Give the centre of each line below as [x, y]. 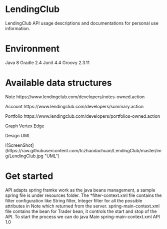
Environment [32, 49]
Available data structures [58, 83]
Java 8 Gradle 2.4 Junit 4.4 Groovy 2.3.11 [47, 62]
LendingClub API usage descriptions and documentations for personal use [82, 23]
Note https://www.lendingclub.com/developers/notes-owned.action [75, 97]
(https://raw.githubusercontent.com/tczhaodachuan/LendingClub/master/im [83, 150]
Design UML [18, 135]
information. [18, 28]
